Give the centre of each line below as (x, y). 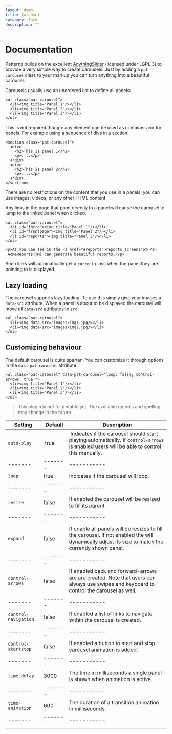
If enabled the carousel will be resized (114, 499)
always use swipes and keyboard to (112, 584)
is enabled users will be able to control (115, 446)
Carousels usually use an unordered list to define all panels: (68, 91)
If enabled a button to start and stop (112, 643)
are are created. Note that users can (112, 578)
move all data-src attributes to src (41, 309)
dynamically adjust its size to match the (116, 542)
